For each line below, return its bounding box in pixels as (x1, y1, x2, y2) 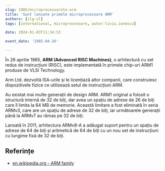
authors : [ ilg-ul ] (5, 16, 43, 21)
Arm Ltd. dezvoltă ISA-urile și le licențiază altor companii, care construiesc (5, 77, 157, 83)
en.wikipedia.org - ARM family (12, 160, 74, 166)
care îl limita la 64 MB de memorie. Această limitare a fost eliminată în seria (5, 102, 159, 108)
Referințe (5, 147, 35, 156)
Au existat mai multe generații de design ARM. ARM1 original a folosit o (5, 92, 150, 97)
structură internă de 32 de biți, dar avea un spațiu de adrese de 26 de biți (5, 97, 155, 103)
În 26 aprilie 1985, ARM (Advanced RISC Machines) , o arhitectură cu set (5, 57, 154, 62)
